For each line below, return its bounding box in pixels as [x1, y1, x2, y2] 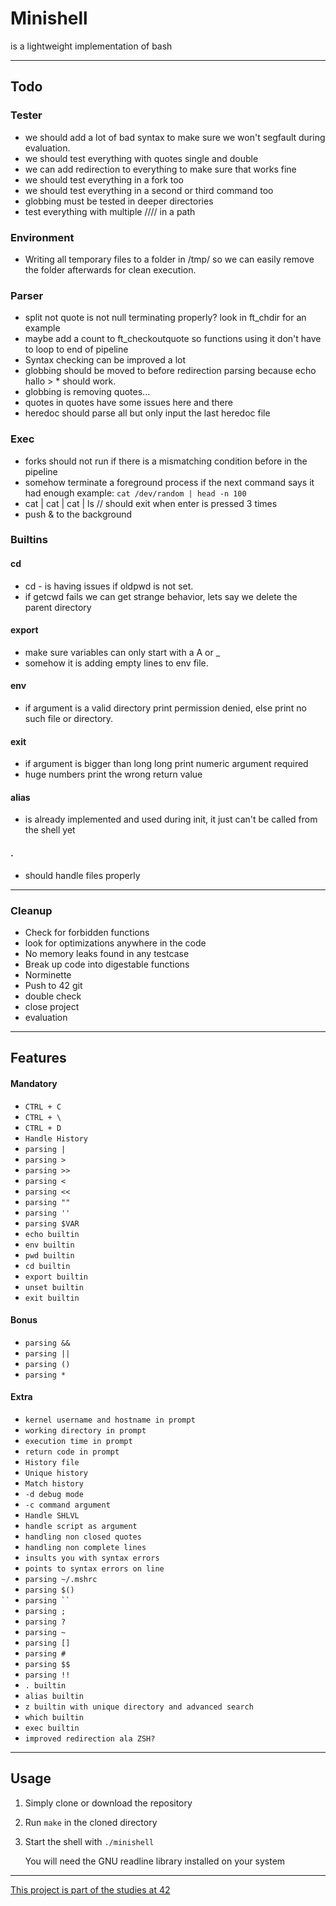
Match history [24, 1478, 84, 1489]
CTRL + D [24, 1123, 62, 1133]
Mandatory [10, 1077, 58, 1089]
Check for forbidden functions [24, 926, 150, 938]
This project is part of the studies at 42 [10, 1883, 171, 1896]
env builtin [24, 1240, 75, 1250]
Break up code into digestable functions [24, 958, 190, 970]
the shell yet [24, 824, 76, 836]
